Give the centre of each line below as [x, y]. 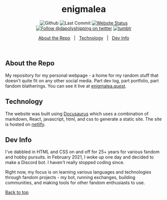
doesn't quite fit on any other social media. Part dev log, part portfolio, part [82, 80]
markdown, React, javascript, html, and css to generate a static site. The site [83, 119]
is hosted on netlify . [25, 124]
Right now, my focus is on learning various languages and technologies [78, 172]
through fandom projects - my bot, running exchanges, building [70, 178]
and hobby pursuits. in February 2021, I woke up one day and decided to [80, 157]
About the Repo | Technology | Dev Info [84, 38]
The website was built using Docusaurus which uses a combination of [77, 114]
